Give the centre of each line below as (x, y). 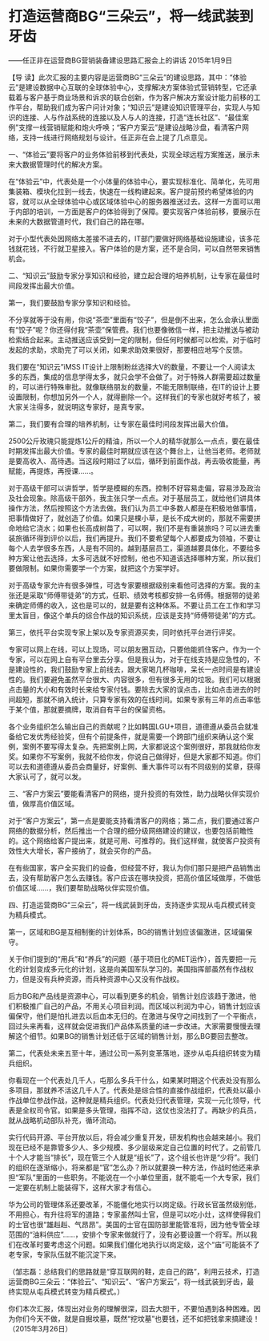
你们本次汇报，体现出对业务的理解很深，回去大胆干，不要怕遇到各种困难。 (131, 1308)
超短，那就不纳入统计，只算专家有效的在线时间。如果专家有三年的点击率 (134, 699)
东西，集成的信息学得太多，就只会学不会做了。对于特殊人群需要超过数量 (141, 377)
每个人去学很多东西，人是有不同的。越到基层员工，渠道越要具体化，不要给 (131, 548)
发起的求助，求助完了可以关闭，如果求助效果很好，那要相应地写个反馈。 (127, 349)
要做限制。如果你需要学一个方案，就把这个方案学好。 (96, 568)
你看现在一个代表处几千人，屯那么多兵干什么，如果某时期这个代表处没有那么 (134, 1080)
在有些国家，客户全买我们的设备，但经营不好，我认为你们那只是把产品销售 (131, 867)
